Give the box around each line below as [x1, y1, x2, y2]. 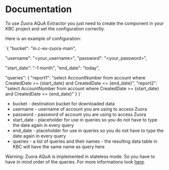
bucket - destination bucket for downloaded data [12, 100, 115, 107]
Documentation [5, 4, 72, 15]
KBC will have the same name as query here [12, 143, 105, 150]
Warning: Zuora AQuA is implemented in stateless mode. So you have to [5, 153, 155, 159]
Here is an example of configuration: [5, 35, 81, 41]
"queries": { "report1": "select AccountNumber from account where [5, 74, 146, 80]
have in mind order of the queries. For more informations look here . [5, 158, 145, 165]
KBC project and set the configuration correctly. [5, 25, 105, 31]
